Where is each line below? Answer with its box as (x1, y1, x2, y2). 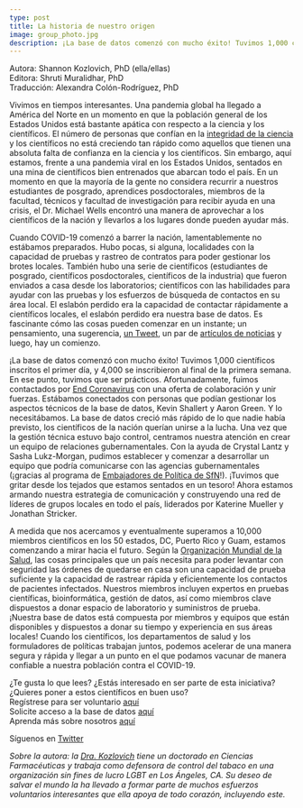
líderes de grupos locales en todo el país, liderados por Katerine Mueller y (9, 499, 284, 510)
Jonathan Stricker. (9, 509, 78, 519)
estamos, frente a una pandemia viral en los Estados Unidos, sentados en (9, 157, 282, 168)
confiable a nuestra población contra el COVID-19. (9, 660, 196, 671)
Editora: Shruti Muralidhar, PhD (9, 73, 124, 84)
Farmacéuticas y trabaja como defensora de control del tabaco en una (9, 760, 274, 771)
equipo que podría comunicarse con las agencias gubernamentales (9, 461, 260, 472)
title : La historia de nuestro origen (9, 22, 155, 31)
